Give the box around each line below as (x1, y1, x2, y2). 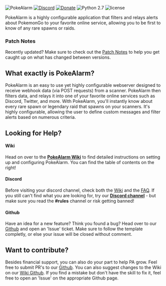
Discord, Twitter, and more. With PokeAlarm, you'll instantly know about (5, 98, 152, 104)
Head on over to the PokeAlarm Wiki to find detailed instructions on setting (5, 154, 160, 160)
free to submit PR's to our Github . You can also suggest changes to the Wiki (5, 264, 161, 270)
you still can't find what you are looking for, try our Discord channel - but (5, 192, 156, 198)
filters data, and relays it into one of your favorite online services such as (5, 93, 155, 99)
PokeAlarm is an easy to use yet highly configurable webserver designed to (5, 82, 161, 88)
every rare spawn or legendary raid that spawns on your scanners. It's (5, 103, 150, 110)
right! (5, 165, 16, 171)
